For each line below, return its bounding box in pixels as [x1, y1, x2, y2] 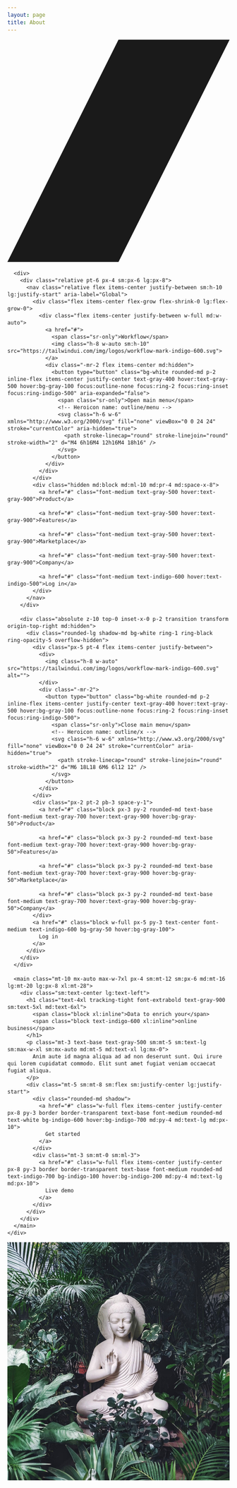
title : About [7, 18, 46, 26]
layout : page [7, 11, 46, 18]
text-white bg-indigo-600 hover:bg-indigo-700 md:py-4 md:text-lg [7, 1116, 207, 1123]
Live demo [44, 1187, 74, 1194]
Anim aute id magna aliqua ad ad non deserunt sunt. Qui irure [32, 1053, 222, 1060]
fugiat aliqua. [7, 1067, 52, 1074]
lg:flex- [202, 298, 229, 305]
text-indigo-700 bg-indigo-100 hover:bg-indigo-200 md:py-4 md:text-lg [7, 1173, 222, 1180]
